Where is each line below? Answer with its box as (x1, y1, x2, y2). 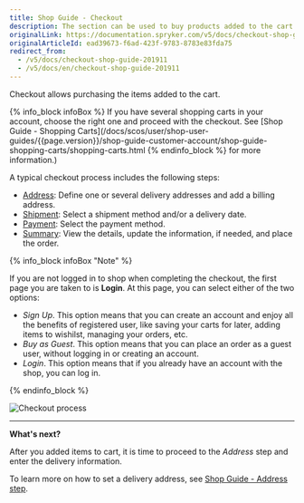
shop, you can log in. (22, 367, 101, 378)
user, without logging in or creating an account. (22, 348, 199, 359)
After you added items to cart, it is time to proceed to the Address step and (9, 446, 289, 457)
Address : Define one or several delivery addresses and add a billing (22, 189, 276, 200)
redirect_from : (9, 47, 67, 56)
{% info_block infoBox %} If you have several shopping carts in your (9, 106, 264, 117)
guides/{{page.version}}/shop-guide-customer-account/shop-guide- (9, 135, 268, 146)
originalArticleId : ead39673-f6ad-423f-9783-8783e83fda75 (9, 38, 233, 48)
